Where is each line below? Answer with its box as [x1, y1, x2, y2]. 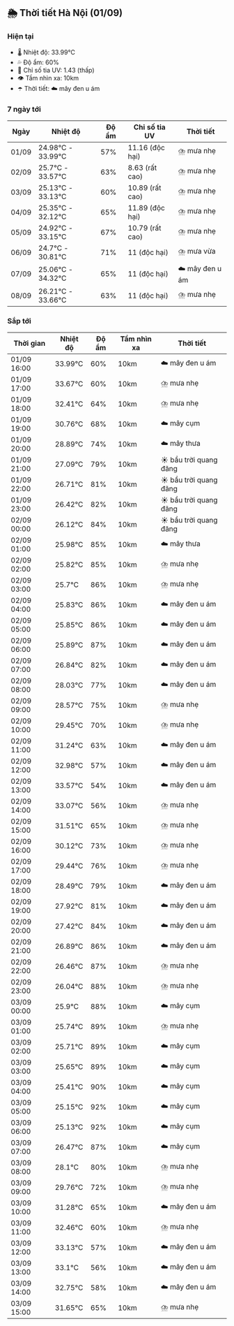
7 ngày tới [7, 104, 42, 114]
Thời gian [13, 339, 46, 349]
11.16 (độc [127, 143, 165, 152]
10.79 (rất [127, 223, 162, 233]
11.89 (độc [127, 203, 165, 212]
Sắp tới [7, 316, 31, 326]
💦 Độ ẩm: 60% [17, 58, 59, 66]
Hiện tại [7, 31, 34, 41]
